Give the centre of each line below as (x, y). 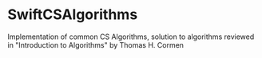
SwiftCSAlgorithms (73, 15)
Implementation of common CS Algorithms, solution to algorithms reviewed (131, 37)
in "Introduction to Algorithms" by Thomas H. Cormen (96, 44)
